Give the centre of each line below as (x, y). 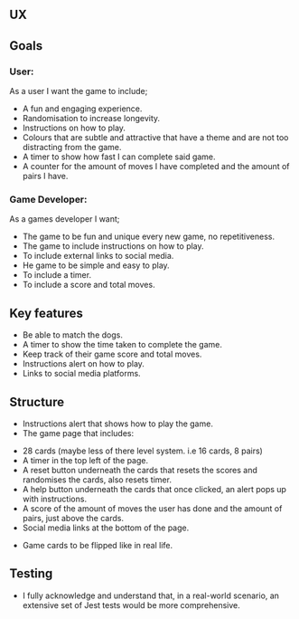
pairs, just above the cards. (73, 518)
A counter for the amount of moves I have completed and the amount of (156, 167)
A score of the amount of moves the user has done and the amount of (152, 509)
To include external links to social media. (98, 256)
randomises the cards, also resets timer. (97, 480)
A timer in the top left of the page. (85, 460)
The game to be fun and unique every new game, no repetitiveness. (149, 237)
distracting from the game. (72, 148)
